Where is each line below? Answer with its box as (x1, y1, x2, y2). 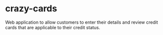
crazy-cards (5, 3, 57, 14)
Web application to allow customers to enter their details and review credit (5, 19, 158, 25)
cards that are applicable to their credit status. (5, 24, 100, 30)
